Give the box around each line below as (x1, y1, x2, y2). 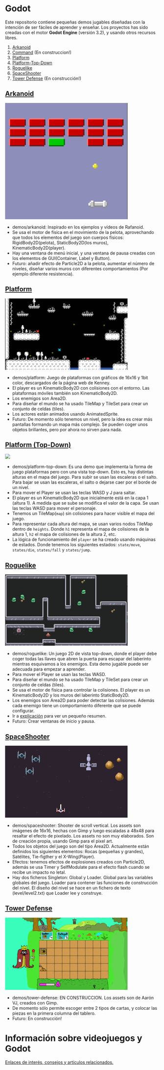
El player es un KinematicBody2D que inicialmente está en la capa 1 (12, 495, 148, 501)
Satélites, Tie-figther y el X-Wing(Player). (12, 854, 95, 860)
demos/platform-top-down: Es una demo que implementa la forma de (12, 464, 153, 470)
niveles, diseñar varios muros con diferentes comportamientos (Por (12, 265, 148, 272)
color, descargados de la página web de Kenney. (12, 380, 111, 386)
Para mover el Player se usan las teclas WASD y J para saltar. (12, 490, 136, 496)
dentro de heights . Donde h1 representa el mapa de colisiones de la (12, 526, 149, 532)
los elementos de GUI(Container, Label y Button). (12, 255, 111, 261)
